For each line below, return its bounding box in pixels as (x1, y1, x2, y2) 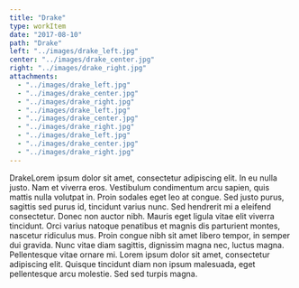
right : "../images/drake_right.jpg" (9, 64, 147, 73)
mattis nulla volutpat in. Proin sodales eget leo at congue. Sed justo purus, (9, 191, 285, 202)
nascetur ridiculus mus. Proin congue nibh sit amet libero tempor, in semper (9, 229, 291, 240)
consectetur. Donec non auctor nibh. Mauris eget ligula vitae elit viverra (9, 210, 275, 221)
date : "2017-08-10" (9, 30, 83, 39)
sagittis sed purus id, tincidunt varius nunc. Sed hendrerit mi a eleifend (9, 200, 272, 212)
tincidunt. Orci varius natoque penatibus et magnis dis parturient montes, (9, 220, 281, 231)
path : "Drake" (9, 38, 63, 48)
